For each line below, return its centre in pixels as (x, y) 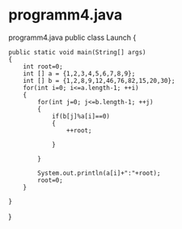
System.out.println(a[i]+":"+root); (99, 173)
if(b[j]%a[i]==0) (81, 116)
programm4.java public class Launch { (72, 37)
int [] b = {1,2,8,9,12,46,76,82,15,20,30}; (99, 80)
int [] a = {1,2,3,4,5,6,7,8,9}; (79, 73)
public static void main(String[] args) (78, 52)
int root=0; (43, 67)
